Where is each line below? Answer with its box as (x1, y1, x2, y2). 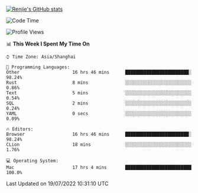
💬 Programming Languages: (6, 64, 70, 70)
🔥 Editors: (6, 126, 34, 132)
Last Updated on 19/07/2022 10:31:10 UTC (6, 180, 109, 187)
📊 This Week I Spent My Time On (6, 40, 90, 47)
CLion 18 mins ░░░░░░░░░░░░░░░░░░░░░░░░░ (6, 142, 192, 148)
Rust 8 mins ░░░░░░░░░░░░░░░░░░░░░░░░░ (6, 80, 192, 86)
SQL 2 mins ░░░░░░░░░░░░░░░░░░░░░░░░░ (6, 100, 192, 106)
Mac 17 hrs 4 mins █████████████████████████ (6, 165, 192, 171)
